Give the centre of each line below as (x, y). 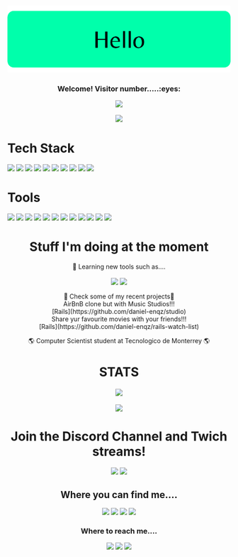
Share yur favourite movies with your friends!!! (119, 319)
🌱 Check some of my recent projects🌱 (119, 296)
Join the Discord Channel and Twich (119, 437)
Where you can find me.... (119, 495)
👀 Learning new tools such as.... (119, 266)
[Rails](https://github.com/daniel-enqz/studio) (119, 311)
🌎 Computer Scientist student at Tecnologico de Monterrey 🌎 (119, 340)
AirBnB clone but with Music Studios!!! (119, 303)
